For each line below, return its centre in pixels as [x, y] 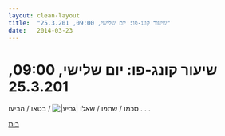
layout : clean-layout [44, 16]
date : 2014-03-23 [41, 30]
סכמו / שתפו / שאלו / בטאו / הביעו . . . [80, 109]
